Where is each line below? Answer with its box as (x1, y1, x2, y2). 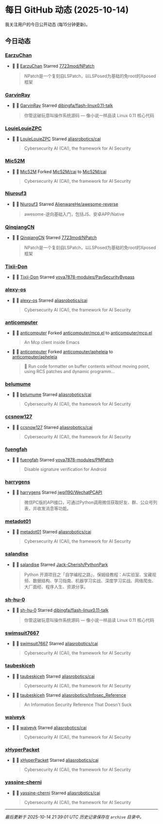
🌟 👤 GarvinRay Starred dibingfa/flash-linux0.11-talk (12, 103, 113, 108)
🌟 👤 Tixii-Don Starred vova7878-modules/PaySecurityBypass (12, 274, 135, 280)
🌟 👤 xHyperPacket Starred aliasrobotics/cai (12, 757, 98, 763)
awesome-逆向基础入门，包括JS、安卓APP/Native (24, 211, 125, 217)
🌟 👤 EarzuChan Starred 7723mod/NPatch (12, 63, 95, 69)
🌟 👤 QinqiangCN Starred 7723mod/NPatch (12, 235, 97, 240)
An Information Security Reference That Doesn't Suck (24, 702, 132, 707)
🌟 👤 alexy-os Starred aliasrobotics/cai (12, 297, 88, 303)
